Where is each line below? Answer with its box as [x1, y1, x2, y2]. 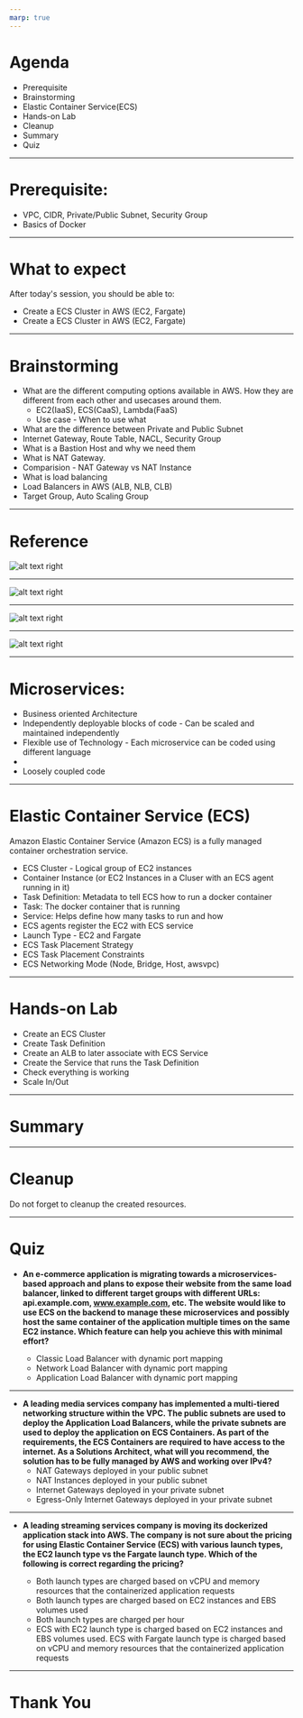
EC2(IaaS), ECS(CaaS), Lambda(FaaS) [35, 405, 179, 416]
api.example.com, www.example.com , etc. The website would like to [22, 1297, 286, 1308]
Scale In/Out [22, 1077, 69, 1088]
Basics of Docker [22, 218, 87, 230]
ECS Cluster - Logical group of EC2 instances [22, 863, 192, 874]
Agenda [9, 51, 69, 72]
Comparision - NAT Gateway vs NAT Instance [22, 462, 192, 473]
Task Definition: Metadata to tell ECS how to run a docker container [22, 892, 272, 903]
